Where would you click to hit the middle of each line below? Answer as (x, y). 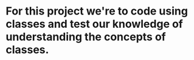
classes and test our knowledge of (95, 24)
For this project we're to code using (97, 11)
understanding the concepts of (86, 37)
